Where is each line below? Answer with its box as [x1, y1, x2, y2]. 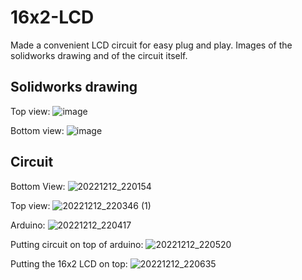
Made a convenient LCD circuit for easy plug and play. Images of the [10, 39, 293, 51]
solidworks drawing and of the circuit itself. [10, 49, 188, 61]
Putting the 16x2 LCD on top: [10, 257, 128, 270]
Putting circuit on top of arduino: [10, 238, 144, 250]
